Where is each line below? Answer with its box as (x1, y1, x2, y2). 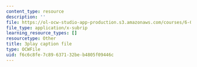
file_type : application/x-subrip (6, 24, 88, 31)
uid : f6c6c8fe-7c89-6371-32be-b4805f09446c (6, 52, 114, 58)
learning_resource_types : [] (6, 30, 77, 36)
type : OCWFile (6, 47, 41, 52)
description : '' (6, 14, 46, 20)
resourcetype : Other (6, 36, 57, 41)
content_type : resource (6, 8, 64, 15)
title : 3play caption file (6, 41, 72, 47)
